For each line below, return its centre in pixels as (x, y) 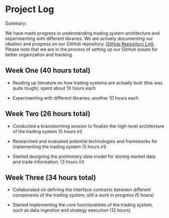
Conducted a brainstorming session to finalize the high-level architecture (88, 126)
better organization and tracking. (39, 55)
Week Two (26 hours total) (48, 114)
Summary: (16, 23)
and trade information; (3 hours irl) (48, 162)
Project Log (30, 9)
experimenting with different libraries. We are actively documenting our (79, 38)
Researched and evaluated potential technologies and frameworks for (85, 141)
